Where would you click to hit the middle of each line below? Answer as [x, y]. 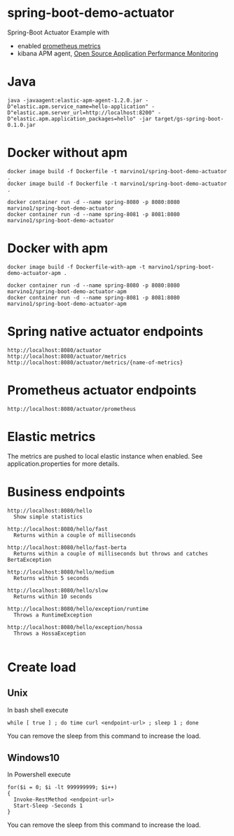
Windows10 [34, 758]
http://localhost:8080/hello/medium [61, 572]
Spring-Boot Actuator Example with [58, 32]
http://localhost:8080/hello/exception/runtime [78, 609]
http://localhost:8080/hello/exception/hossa [75, 627]
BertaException [29, 560]
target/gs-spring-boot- [189, 119]
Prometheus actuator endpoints [102, 390]
